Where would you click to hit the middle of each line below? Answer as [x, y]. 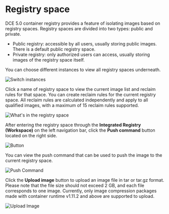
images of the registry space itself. [48, 60]
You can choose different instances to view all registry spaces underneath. [83, 70]
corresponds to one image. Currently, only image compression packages [81, 191]
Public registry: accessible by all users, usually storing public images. [85, 43]
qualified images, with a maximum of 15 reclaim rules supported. [72, 105]
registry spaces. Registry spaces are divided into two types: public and [79, 28]
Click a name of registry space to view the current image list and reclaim [80, 89]
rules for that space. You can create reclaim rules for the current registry [81, 94]
